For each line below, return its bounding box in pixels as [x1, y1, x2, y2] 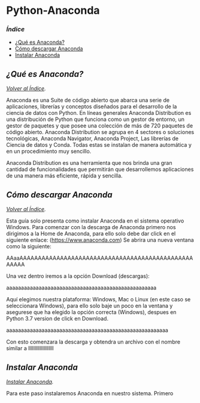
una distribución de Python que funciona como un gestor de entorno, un [6, 115, 184, 123]
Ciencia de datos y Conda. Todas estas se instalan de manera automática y [6, 141, 192, 149]
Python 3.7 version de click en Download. [6, 315, 109, 322]
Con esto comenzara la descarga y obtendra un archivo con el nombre [6, 338, 181, 346]
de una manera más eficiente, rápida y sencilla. [6, 172, 123, 179]
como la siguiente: [6, 243, 52, 250]
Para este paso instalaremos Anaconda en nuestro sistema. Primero [6, 389, 174, 397]
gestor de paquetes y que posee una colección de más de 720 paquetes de [6, 122, 193, 129]
